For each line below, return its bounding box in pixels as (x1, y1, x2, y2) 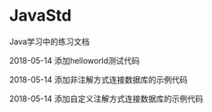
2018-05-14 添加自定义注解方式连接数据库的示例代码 (9, 93, 204, 104)
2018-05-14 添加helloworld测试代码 (9, 55, 140, 65)
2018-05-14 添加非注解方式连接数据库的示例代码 (9, 73, 188, 85)
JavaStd (9, 5, 72, 26)
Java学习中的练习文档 (9, 36, 90, 47)
